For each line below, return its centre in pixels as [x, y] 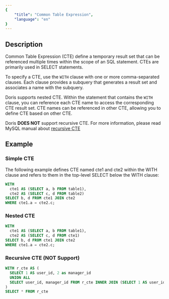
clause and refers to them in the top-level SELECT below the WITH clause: [82, 175]
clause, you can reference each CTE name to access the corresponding [80, 103]
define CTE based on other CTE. [39, 113]
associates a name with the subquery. [45, 88]
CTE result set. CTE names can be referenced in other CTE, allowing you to [83, 108]
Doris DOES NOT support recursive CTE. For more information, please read [83, 123]
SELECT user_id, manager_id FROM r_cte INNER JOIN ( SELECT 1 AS [78, 282]
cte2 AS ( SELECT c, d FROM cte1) [45, 236]
